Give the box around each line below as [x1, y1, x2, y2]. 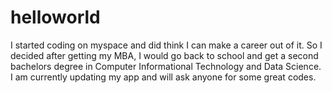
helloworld [10, 6, 101, 29]
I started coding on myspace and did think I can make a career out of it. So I [10, 39, 323, 51]
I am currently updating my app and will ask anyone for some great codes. [10, 71, 317, 83]
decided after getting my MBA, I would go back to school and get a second [10, 49, 319, 61]
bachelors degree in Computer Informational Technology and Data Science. [10, 60, 322, 72]
